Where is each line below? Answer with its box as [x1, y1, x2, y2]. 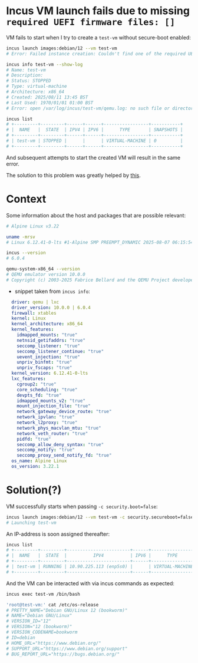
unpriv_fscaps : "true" [16, 365, 72, 371]
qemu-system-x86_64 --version [6, 266, 81, 272]
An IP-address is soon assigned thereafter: [6, 530, 110, 537]
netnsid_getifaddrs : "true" [16, 337, 85, 343]
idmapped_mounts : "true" [16, 332, 78, 338]
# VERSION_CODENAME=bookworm [6, 629, 78, 635]
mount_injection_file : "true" [16, 403, 91, 409]
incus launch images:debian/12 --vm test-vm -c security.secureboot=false [6, 514, 194, 520]
